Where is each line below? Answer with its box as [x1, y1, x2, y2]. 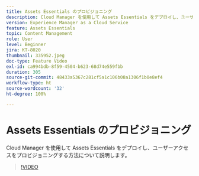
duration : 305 [6, 69, 41, 75]
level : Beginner [6, 42, 46, 48]
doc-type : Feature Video [6, 58, 68, 64]
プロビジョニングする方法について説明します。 [16, 151, 130, 158]
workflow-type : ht [6, 80, 52, 86]
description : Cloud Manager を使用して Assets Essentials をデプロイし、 [6, 14, 181, 20]
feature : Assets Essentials [6, 25, 76, 31]
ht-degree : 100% [6, 91, 46, 97]
